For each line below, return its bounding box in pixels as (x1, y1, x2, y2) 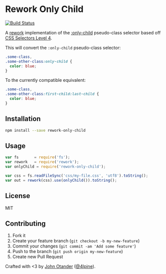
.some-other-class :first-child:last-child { (5, 91, 99, 97)
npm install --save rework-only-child (5, 128, 86, 133)
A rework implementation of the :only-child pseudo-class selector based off (5, 29, 161, 35)
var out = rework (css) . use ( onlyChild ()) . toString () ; (5, 178, 117, 183)
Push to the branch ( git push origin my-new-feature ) (12, 249, 123, 255)
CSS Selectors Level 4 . (5, 35, 52, 41)
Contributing (5, 220, 46, 228)
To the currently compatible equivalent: (5, 77, 86, 83)
